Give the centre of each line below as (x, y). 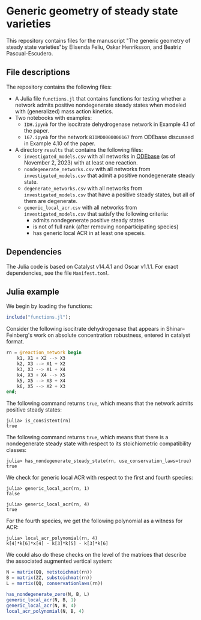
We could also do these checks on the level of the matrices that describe (96, 555)
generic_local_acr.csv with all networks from (80, 207)
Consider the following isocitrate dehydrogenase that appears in (85, 329)
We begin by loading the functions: (49, 306)
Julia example (33, 291)
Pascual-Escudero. (30, 53)
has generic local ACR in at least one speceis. (89, 233)
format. (15, 342)
